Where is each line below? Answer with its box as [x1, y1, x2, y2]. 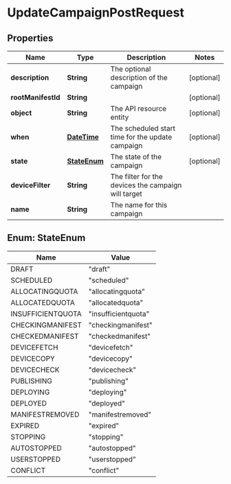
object [10, 108, 32, 118]
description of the [110, 73, 168, 82]
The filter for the [110, 172, 163, 181]
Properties [7, 32, 54, 44]
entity [110, 112, 129, 122]
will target [110, 189, 142, 198]
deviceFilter [10, 180, 51, 190]
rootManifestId [10, 93, 60, 102]
